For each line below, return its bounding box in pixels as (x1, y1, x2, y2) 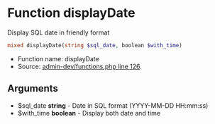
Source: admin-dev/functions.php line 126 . (17, 62, 142, 70)
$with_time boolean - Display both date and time (17, 108, 161, 117)
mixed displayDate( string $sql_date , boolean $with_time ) (7, 42, 182, 49)
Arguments (7, 82, 59, 94)
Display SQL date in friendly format (7, 28, 110, 37)
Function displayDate (7, 5, 136, 21)
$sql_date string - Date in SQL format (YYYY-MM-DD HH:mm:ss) (17, 101, 209, 110)
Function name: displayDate (17, 54, 99, 63)
